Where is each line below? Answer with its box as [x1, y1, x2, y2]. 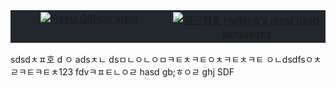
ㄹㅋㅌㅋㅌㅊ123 [10, 66, 74, 78]
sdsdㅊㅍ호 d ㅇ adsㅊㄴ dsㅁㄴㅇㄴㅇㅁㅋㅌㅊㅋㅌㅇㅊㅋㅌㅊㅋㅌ [10, 54, 265, 65]
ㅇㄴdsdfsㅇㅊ [266, 54, 322, 65]
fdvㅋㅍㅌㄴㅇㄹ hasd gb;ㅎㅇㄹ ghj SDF [75, 66, 235, 78]
